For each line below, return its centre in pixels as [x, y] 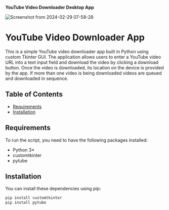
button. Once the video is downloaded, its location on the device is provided [85, 67]
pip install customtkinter [34, 198]
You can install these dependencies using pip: [53, 189]
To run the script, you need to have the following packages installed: [77, 140]
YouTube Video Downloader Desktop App [50, 7]
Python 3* [23, 150]
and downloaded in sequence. [37, 78]
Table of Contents [34, 94]
